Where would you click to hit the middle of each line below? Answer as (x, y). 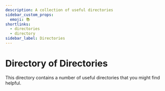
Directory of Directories (57, 64)
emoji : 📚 (20, 19)
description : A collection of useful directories (59, 10)
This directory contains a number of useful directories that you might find (83, 77)
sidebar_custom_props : (29, 15)
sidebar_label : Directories (35, 39)
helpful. (13, 83)
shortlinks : (18, 24)
